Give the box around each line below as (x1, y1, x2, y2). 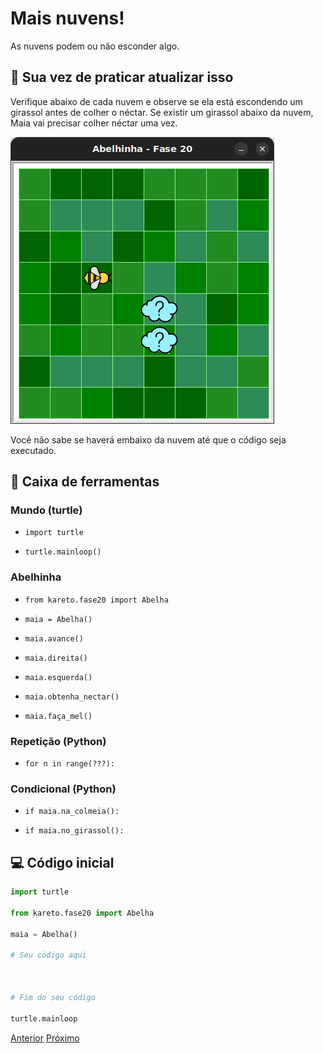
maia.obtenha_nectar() (24, 692, 120, 702)
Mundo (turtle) (10, 503, 83, 517)
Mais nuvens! (10, 7, 125, 30)
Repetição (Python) (10, 734, 107, 748)
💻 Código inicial (10, 854, 115, 871)
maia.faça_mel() (24, 711, 93, 721)
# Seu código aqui (10, 950, 87, 961)
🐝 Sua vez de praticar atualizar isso (10, 69, 234, 86)
